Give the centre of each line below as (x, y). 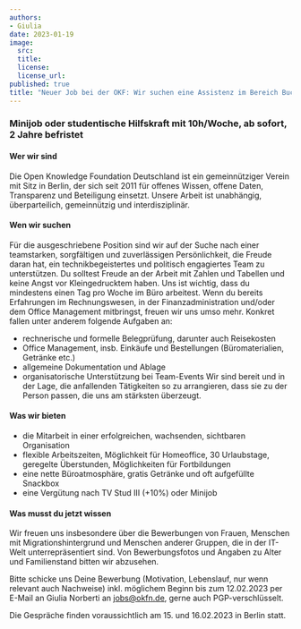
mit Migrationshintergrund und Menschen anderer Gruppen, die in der (138, 543)
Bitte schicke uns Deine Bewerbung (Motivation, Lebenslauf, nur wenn (139, 579)
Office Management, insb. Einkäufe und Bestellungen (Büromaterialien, (153, 348)
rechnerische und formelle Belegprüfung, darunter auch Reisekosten (149, 338)
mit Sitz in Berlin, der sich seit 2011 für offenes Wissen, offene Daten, (137, 185)
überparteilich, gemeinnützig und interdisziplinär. (99, 204)
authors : (26, 17)
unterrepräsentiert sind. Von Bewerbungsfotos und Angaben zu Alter (155, 552)
